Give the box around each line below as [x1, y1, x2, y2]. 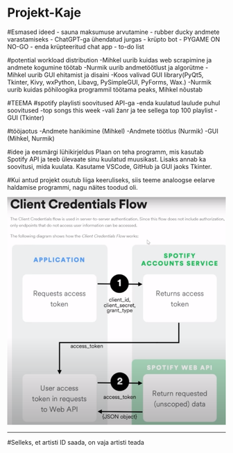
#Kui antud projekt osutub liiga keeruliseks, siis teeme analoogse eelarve [7, 175, 215, 184]
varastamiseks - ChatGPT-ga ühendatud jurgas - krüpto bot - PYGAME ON [7, 35, 221, 43]
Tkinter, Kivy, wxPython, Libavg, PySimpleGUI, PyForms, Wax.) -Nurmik [7, 78, 212, 86]
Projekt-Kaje [7, 5, 82, 21]
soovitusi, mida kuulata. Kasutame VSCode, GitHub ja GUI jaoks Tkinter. [7, 162, 212, 170]
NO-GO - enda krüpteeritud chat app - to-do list [7, 42, 144, 51]
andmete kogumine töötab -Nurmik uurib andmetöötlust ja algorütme [7, 63, 204, 71]
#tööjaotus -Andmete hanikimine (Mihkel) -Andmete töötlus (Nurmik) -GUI [7, 127, 218, 135]
